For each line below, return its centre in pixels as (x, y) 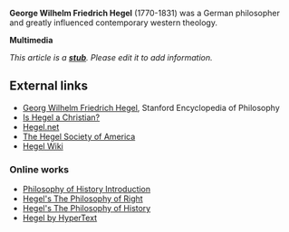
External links (49, 86)
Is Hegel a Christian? (61, 117)
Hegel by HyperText (60, 218)
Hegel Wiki (43, 146)
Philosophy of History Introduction (87, 190)
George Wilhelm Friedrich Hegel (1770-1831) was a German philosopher (145, 13)
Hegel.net (41, 126)
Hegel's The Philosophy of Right (82, 199)
